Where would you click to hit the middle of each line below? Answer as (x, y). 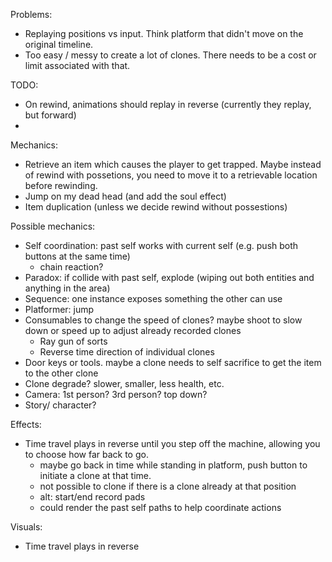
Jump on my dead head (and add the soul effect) (125, 196)
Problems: (31, 14)
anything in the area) (67, 288)
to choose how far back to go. (86, 454)
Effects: (26, 424)
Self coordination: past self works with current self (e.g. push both (161, 245)
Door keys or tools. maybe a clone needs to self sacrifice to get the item (173, 362)
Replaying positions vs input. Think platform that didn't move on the (164, 33)
